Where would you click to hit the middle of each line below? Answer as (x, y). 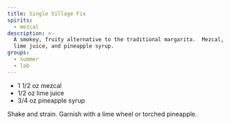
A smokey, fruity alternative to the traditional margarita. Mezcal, (119, 40)
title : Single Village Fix (47, 14)
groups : (19, 53)
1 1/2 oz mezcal (39, 85)
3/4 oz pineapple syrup (51, 100)
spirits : (20, 20)
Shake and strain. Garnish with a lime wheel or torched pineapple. (102, 114)
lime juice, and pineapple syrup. (64, 46)
